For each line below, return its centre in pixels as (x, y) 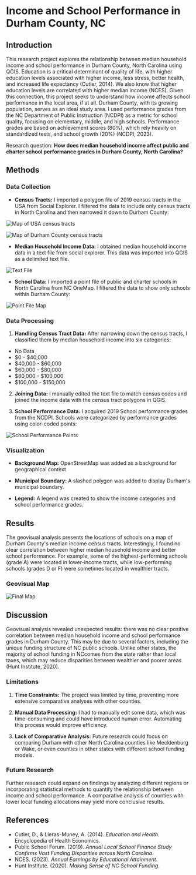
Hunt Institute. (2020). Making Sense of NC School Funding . (87, 866)
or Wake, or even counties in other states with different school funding (99, 749)
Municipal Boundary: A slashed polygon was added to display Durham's (102, 481)
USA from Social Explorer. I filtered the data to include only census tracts (102, 206)
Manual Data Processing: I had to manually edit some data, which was (100, 712)
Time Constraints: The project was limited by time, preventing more (97, 695)
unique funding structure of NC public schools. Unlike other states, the (91, 648)
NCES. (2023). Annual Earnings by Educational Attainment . (86, 859)
